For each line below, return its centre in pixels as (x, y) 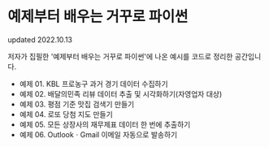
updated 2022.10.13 (40, 39)
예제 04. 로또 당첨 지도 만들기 (66, 114)
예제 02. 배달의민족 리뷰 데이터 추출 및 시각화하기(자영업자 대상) (121, 93)
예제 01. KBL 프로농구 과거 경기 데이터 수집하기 (93, 84)
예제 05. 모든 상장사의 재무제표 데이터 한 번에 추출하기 (105, 124)
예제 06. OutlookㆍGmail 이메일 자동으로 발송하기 (98, 134)
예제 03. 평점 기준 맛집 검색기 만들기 (77, 104)
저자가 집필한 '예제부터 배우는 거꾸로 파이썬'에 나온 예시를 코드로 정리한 (120, 56)
